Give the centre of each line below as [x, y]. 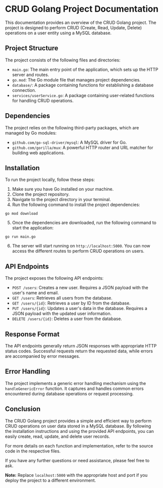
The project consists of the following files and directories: [63, 60]
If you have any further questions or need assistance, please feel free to [77, 460]
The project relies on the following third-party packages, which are [72, 127]
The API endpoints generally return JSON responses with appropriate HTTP [81, 346]
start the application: [33, 228]
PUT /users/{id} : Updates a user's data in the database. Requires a [80, 308]
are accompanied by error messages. [43, 356]
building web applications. [38, 153]
